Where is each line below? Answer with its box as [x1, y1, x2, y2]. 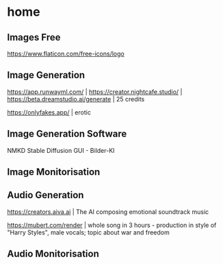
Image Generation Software [7, 128, 127, 140]
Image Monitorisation [7, 166, 101, 178]
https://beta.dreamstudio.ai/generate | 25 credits [7, 95, 145, 103]
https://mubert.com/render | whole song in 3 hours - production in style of [7, 221, 217, 229]
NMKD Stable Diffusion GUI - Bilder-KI [7, 146, 115, 154]
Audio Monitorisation [7, 248, 99, 260]
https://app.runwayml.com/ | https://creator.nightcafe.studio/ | [7, 87, 183, 96]
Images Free [7, 32, 61, 43]
